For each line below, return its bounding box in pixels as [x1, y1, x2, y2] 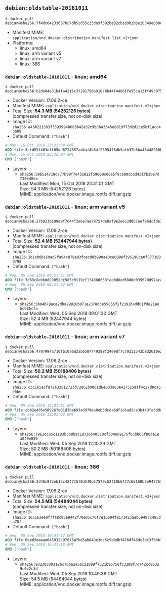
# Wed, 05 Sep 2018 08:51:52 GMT [5, 282, 74, 287]
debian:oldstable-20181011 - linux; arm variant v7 [5, 333, 125, 340]
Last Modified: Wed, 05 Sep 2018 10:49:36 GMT [19, 571, 118, 576]
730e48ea [19, 176, 38, 181]
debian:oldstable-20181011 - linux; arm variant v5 [5, 203, 125, 210]
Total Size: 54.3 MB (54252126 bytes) [12, 108, 91, 114]
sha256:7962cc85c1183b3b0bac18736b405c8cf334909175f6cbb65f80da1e [19, 432, 160, 437]
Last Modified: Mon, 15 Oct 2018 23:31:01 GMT [19, 181, 115, 186]
